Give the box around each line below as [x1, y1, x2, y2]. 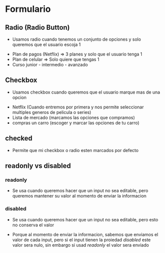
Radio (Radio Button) [5, 23, 70, 32]
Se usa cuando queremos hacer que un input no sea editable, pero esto [12, 216, 159, 222]
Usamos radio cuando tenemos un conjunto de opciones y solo [12, 36, 141, 42]
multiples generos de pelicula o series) [12, 109, 91, 115]
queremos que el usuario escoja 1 [12, 42, 81, 48]
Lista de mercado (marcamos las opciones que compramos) [12, 114, 135, 120]
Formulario [5, 3, 51, 15]
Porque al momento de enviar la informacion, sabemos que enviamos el [12, 231, 159, 237]
